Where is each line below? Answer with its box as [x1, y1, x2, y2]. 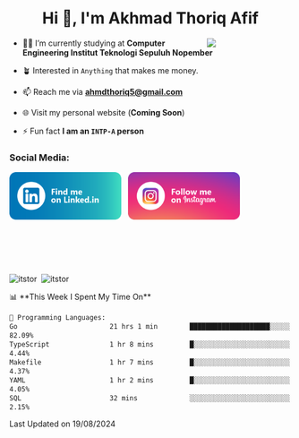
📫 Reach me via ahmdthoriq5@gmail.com [21, 86, 184, 97]
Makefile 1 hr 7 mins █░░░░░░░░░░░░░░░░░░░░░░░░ [9, 358, 291, 367]
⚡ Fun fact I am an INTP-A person [21, 125, 145, 136]
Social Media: [9, 151, 70, 164]
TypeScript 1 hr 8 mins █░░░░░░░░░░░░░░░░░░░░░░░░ [9, 340, 291, 349]
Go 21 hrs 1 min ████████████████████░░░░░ [9, 322, 291, 331]
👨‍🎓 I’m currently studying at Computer [21, 38, 166, 48]
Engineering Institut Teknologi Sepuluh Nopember [21, 47, 213, 57]
